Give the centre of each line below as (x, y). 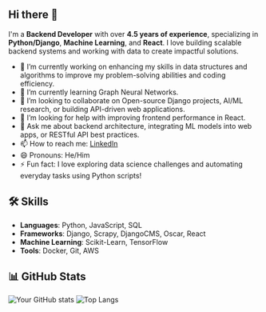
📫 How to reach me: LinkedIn (69, 143)
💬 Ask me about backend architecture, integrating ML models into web (136, 126)
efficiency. (37, 83)
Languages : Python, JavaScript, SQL (81, 225)
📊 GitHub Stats (47, 277)
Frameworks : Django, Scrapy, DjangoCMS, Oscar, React (113, 234)
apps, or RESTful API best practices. (79, 134)
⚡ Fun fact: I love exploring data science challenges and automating (131, 164)
